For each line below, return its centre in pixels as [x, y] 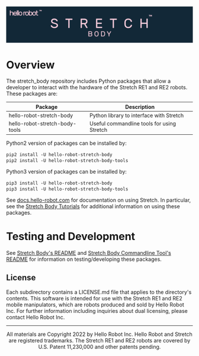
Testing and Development [71, 237]
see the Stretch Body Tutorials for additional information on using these [93, 206]
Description [140, 106]
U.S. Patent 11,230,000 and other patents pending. [99, 347]
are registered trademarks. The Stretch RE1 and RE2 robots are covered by [99, 340]
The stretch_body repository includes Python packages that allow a [88, 81]
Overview [31, 65]
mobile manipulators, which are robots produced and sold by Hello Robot [95, 305]
